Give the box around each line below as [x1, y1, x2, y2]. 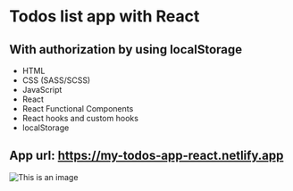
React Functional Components [21, 104, 134, 113]
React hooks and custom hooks [21, 113, 138, 123]
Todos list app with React [9, 6, 200, 27]
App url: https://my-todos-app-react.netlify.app [9, 148, 284, 163]
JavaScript [21, 85, 63, 95]
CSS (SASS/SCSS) [21, 75, 91, 86]
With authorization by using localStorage [9, 42, 243, 57]
